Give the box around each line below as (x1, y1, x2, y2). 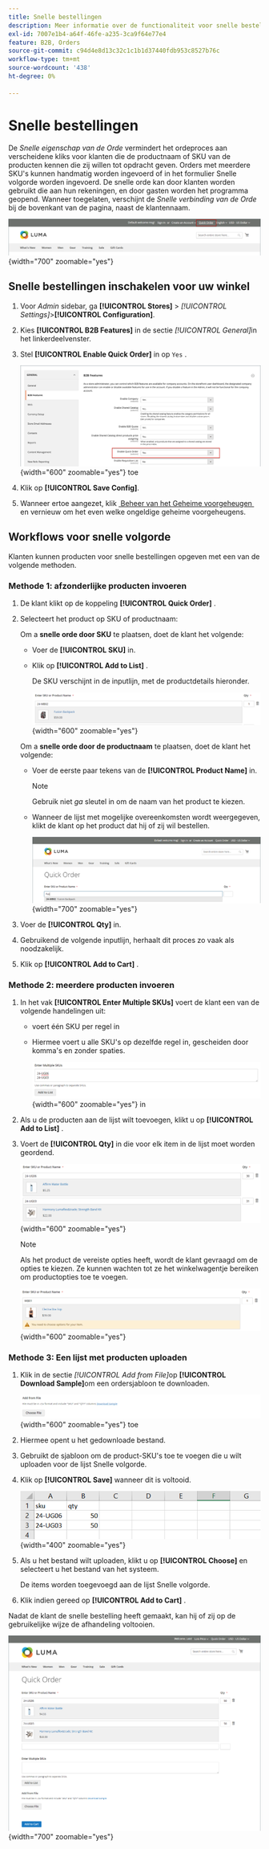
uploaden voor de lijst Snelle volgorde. (19, 1459, 147, 1469)
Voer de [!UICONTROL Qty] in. (19, 920, 122, 929)
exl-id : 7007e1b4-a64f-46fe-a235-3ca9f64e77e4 (8, 30, 167, 38)
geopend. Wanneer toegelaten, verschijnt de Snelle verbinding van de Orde (8, 194, 258, 204)
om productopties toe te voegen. (19, 1272, 128, 1282)
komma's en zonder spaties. (31, 1045, 126, 1055)
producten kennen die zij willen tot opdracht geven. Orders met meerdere (8, 160, 251, 169)
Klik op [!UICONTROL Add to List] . (31, 660, 148, 670)
